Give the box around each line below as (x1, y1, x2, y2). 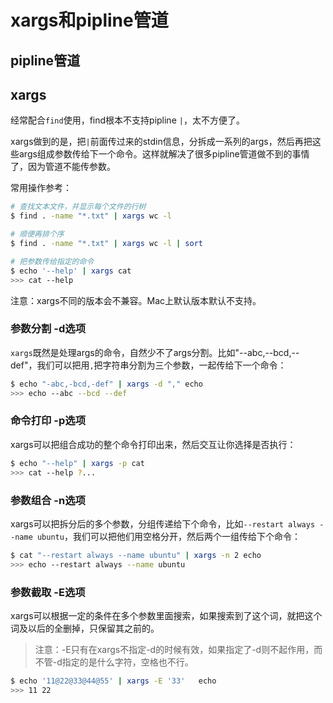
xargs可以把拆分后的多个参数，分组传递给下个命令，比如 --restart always (10, 517, 316, 530)
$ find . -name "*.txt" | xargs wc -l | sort (10, 239, 203, 249)
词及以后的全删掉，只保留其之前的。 (10, 622, 160, 634)
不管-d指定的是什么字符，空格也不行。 (34, 656, 194, 668)
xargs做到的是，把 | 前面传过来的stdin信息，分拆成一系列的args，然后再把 (10, 136, 313, 148)
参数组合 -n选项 (10, 493, 86, 507)
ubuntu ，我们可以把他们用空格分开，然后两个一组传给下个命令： (36, 530, 301, 542)
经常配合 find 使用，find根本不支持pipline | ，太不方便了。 (10, 114, 245, 126)
